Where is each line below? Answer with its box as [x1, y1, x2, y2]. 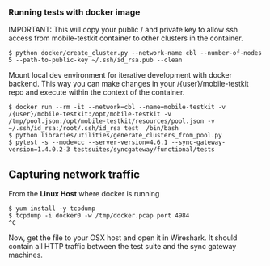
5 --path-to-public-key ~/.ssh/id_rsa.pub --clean [8, 56, 183, 65]
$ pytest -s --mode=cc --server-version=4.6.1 [8, 138, 168, 147]
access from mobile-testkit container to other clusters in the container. [8, 33, 244, 43]
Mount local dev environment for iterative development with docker [8, 70, 233, 80]
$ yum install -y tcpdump [8, 205, 95, 213]
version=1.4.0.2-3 [8, 146, 70, 154]
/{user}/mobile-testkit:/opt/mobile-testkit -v [8, 110, 172, 119]
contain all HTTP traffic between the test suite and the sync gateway [8, 242, 237, 251]
